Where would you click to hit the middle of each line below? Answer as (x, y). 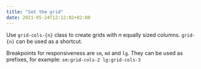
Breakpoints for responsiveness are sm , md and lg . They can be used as (95, 53)
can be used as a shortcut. (49, 41)
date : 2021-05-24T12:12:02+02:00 (48, 18)
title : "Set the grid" (35, 12)
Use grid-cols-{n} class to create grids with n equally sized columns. (93, 34)
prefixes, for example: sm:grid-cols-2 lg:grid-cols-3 (74, 59)
